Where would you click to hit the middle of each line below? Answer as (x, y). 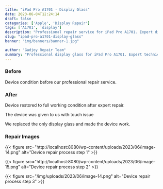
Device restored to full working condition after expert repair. (65, 105)
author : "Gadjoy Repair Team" (36, 50)
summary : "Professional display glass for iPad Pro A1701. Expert (73, 54)
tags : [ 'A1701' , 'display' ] (33, 28)
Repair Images (22, 137)
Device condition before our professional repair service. (61, 82)
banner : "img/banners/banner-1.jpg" (42, 41)
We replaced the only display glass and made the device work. (68, 124)
